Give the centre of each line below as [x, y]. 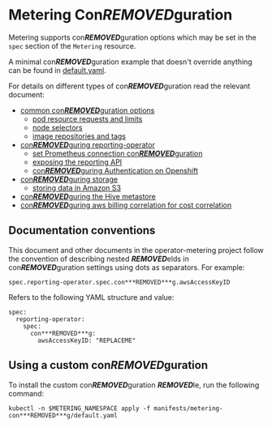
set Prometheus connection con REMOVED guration [117, 153]
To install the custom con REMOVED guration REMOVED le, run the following [134, 385]
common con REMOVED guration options [87, 110]
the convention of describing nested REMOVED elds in [99, 259]
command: [26, 393]
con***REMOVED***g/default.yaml [63, 415]
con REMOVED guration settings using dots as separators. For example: [127, 267]
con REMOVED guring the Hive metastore [88, 196]
